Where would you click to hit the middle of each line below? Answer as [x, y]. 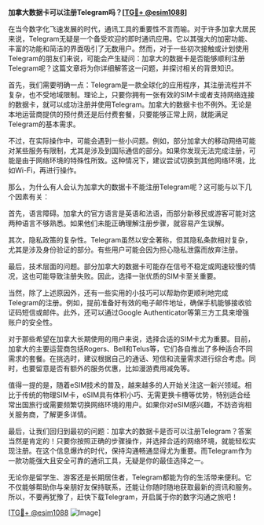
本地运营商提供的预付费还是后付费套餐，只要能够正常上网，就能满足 [118, 114]
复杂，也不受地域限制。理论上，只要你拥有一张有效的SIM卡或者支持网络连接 [132, 95]
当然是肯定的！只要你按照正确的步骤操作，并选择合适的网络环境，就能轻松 [128, 441]
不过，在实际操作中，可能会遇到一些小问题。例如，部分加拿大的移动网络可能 [132, 141]
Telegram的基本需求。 [44, 124]
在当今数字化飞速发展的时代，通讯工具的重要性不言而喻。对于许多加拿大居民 [132, 29]
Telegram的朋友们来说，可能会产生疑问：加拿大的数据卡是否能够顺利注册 [126, 58]
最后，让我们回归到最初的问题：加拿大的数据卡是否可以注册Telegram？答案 [130, 431]
